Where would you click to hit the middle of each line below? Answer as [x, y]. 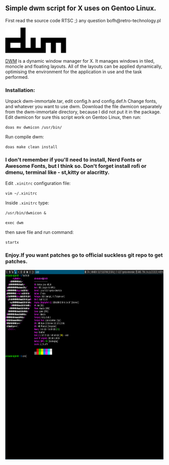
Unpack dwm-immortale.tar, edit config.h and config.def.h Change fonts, [81, 101]
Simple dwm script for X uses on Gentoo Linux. [81, 8]
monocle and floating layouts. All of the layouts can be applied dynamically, [84, 66]
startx [12, 243]
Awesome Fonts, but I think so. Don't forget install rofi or [76, 166]
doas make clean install [31, 147]
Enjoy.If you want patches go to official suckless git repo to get [84, 255]
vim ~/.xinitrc [21, 194]
